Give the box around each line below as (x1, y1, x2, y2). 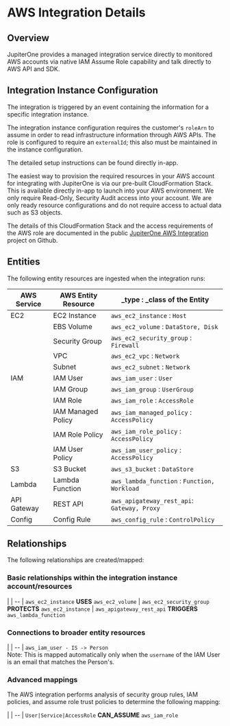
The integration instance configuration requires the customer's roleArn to (7, 123, 214, 132)
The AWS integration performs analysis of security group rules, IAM (7, 690, 199, 699)
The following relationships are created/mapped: (7, 556, 144, 564)
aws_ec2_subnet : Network (110, 362, 190, 372)
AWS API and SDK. (7, 65, 60, 73)
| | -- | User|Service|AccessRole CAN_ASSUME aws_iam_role (7, 711, 179, 719)
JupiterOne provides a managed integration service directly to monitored (7, 50, 213, 58)
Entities (7, 256, 40, 268)
